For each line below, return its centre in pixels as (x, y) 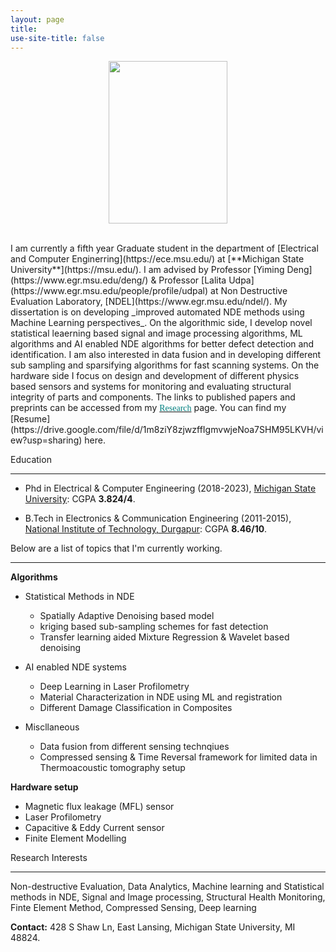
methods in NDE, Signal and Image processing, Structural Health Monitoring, (168, 897)
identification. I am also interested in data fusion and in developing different (166, 355)
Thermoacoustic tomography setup (112, 768)
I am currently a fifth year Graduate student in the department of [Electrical (164, 248)
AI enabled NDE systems (75, 667)
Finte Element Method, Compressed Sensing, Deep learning (133, 908)
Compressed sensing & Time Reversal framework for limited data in (178, 757)
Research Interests (49, 858)
